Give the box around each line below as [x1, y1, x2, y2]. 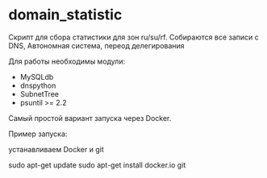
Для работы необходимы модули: [8, 56, 126, 66]
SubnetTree [19, 89, 59, 98]
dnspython [19, 81, 56, 90]
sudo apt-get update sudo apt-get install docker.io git [8, 159, 186, 170]
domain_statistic [8, 6, 123, 24]
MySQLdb [19, 72, 54, 81]
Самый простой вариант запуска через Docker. [8, 113, 172, 122]
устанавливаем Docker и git [8, 144, 104, 154]
